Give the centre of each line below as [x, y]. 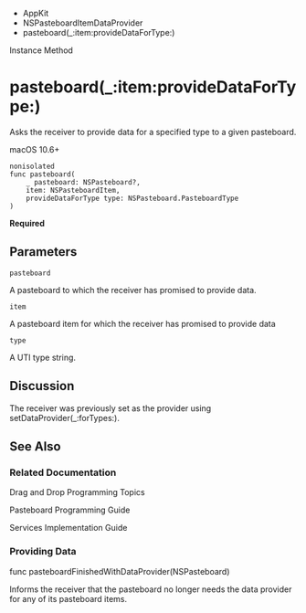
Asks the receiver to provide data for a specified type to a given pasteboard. [153, 132]
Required [27, 223]
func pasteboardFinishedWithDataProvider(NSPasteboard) [120, 571]
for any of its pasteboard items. [69, 598]
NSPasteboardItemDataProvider [83, 23]
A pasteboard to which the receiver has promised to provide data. [133, 290]
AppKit [36, 13]
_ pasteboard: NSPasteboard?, [84, 182]
